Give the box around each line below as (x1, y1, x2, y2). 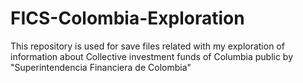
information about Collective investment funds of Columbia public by (10, 50, 294, 62)
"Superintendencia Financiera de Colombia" (10, 61, 192, 73)
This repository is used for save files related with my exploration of (10, 40, 285, 52)
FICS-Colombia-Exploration (10, 7, 245, 30)
